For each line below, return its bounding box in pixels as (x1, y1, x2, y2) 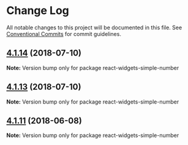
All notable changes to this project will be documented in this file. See (6, 24, 182, 31)
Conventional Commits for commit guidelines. (6, 30, 121, 37)
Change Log (6, 4, 69, 18)
